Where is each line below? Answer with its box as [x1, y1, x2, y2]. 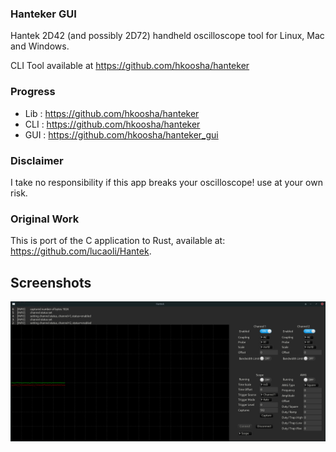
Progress [10, 85, 56, 99]
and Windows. [10, 40, 70, 52]
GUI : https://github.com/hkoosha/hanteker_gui [24, 128, 219, 141]
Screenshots [10, 274, 92, 291]
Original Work [10, 212, 80, 226]
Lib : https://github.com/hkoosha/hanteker [24, 107, 200, 119]
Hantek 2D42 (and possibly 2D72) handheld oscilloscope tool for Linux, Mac [10, 30, 325, 42]
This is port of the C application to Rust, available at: [10, 235, 226, 247]
